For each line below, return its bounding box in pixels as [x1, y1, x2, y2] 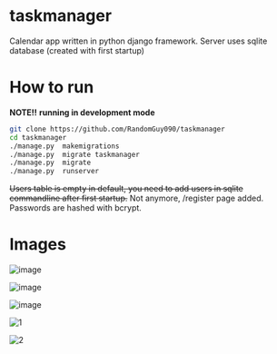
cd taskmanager [9, 133, 67, 142]
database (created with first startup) [9, 44, 145, 55]
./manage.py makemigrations [9, 142, 120, 151]
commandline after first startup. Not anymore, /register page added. [9, 192, 264, 204]
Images [9, 234, 66, 255]
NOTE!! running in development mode [9, 106, 156, 118]
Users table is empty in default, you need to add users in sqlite [9, 183, 243, 194]
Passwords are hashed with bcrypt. [9, 202, 143, 213]
